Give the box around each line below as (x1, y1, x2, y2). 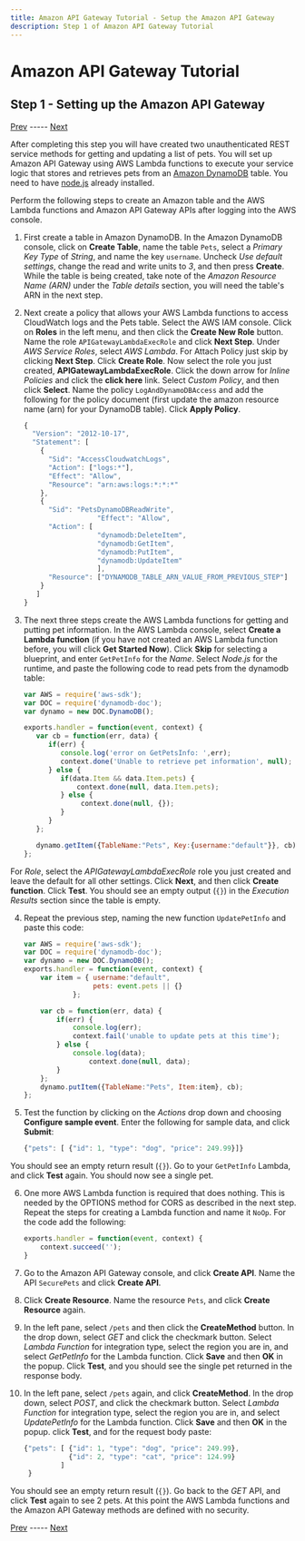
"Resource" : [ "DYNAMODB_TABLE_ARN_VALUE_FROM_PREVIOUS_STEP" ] (47, 573, 289, 582)
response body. (23, 1369, 83, 1380)
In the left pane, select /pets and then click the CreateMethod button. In (23, 1321, 294, 1332)
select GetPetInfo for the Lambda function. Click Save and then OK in (23, 1350, 284, 1361)
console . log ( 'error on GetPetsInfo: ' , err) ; (60, 749, 231, 758)
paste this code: (23, 922, 84, 933)
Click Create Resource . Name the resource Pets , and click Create (23, 1294, 271, 1305)
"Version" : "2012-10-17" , (32, 429, 130, 438)
